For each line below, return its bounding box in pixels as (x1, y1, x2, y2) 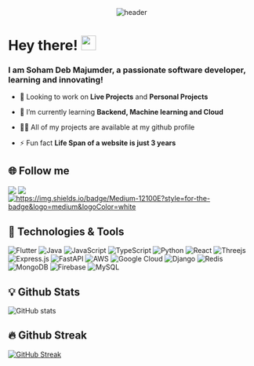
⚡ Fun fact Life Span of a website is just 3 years (19, 138, 176, 148)
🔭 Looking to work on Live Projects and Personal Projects (19, 92, 209, 101)
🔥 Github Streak (8, 329, 88, 342)
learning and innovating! (8, 75, 103, 86)
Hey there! (8, 37, 78, 54)
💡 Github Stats (8, 285, 81, 298)
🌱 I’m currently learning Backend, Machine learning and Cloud (19, 108, 223, 117)
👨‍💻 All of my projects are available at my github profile (19, 123, 195, 132)
